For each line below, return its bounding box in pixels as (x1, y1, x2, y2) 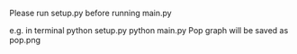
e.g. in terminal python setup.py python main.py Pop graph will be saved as (9, 25, 289, 35)
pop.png (9, 35, 41, 45)
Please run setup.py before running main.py (9, 8, 173, 18)
